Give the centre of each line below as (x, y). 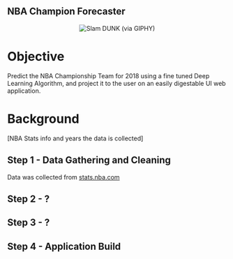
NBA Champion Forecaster (66, 12)
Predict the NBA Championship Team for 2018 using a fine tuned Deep (108, 75)
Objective (36, 57)
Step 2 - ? (29, 199)
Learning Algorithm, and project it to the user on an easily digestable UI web (116, 83)
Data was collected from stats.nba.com (63, 177)
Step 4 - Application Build (64, 246)
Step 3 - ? (29, 223)
